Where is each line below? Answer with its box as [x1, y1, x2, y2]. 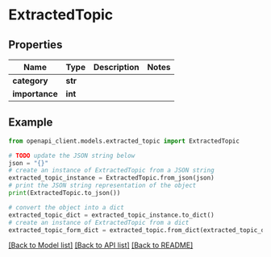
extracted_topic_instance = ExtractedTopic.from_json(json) [8, 174, 215, 182]
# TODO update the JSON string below [8, 151, 135, 160]
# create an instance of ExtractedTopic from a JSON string [8, 167, 215, 175]
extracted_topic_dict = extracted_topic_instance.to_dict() [8, 211, 215, 219]
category [12, 75, 48, 86]
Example [8, 115, 53, 130]
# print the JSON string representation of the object [8, 181, 197, 190]
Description [93, 62, 140, 73]
